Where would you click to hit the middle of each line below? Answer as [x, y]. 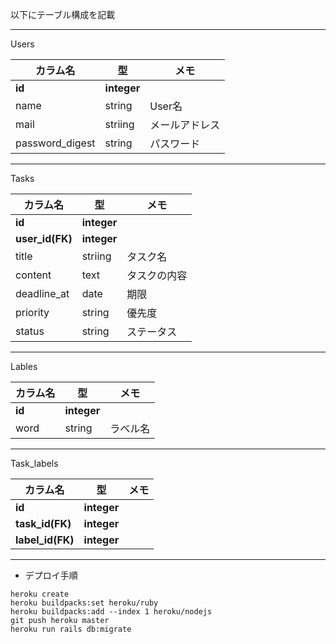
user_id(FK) [44, 238]
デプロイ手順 [51, 575]
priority [32, 312]
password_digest [55, 143]
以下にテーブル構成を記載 [63, 14]
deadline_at [42, 293]
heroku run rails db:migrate [71, 629]
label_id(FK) [45, 540]
